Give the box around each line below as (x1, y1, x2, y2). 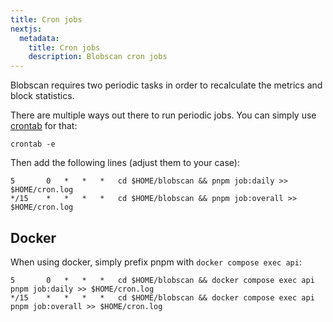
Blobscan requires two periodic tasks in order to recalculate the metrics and (10, 79, 323, 91)
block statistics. (10, 90, 75, 102)
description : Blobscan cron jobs (28, 52, 168, 62)
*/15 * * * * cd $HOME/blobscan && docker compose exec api (10, 292, 315, 303)
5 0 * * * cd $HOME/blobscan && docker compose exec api (10, 275, 315, 285)
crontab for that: (10, 120, 78, 132)
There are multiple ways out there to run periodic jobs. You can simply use (10, 109, 317, 121)
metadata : (19, 33, 60, 43)
